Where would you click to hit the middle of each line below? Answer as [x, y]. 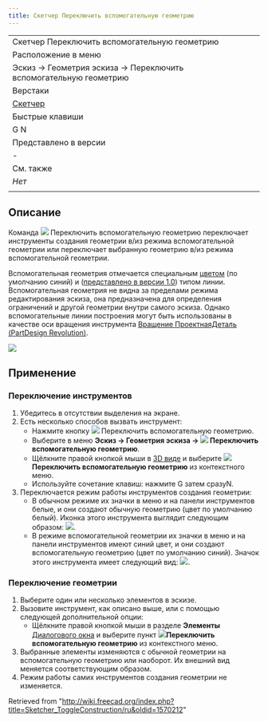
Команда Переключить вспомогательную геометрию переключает [128, 233]
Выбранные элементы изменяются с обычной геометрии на [123, 652]
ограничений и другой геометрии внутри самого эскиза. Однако [119, 307]
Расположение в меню [57, 54]
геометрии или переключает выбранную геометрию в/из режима [121, 250]
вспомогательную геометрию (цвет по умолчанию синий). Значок [145, 553]
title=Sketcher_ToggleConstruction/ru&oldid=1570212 [96, 710]
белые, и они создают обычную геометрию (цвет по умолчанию [142, 509]
